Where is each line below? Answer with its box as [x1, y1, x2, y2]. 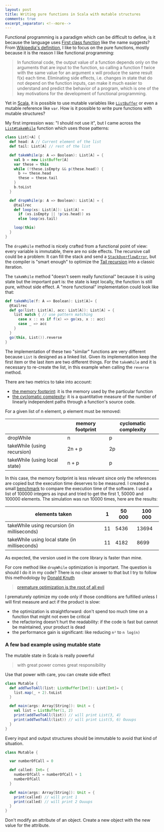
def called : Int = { [9, 768, 49, 773]
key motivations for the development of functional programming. [17, 91, 147, 97]
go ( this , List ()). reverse [9, 335, 62, 340]
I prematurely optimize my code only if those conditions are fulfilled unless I [5, 594, 158, 600]
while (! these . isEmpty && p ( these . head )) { [14, 166, 104, 172]
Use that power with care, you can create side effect [5, 671, 111, 677]
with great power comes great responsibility [17, 662, 106, 668]
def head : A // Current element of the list [9, 139, 102, 145]
